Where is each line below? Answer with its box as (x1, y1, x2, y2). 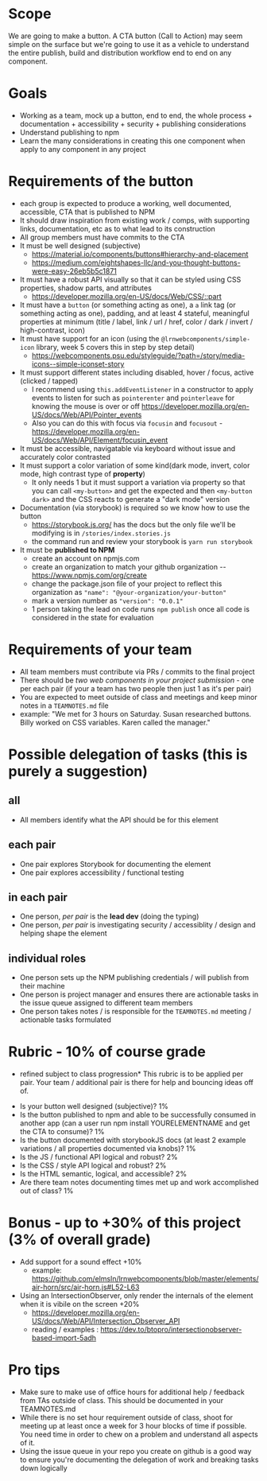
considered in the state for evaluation (31, 612, 154, 622)
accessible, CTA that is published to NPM (19, 207, 156, 216)
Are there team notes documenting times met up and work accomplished (19, 1178, 259, 1188)
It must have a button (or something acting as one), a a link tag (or (19, 300, 236, 309)
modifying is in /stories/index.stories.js (31, 528, 171, 538)
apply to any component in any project (19, 144, 146, 154)
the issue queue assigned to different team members (19, 998, 193, 1008)
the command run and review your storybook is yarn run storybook (31, 536, 253, 546)
